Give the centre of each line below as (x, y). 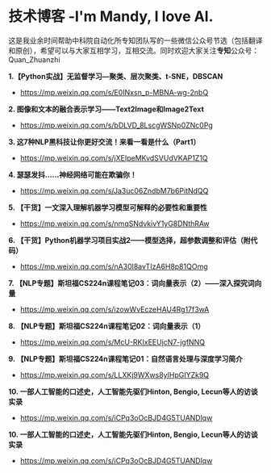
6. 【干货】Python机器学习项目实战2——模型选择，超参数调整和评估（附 (129, 240)
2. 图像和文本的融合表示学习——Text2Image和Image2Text (106, 109)
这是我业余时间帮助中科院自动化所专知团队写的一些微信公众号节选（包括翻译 (135, 40)
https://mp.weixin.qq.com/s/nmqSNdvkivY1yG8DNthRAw (115, 224)
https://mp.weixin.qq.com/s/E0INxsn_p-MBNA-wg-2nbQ (114, 92)
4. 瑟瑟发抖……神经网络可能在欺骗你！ (73, 174)
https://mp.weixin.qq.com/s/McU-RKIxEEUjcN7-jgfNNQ (113, 342)
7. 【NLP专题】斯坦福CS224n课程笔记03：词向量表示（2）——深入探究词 (132, 283)
